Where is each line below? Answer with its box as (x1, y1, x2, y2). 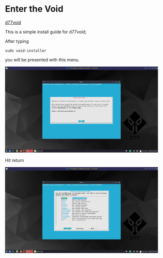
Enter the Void (5, 3, 64, 15)
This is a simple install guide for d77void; (5, 29, 87, 34)
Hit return (5, 157, 24, 163)
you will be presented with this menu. (5, 57, 80, 63)
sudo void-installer (5, 48, 47, 53)
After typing (5, 38, 29, 44)
